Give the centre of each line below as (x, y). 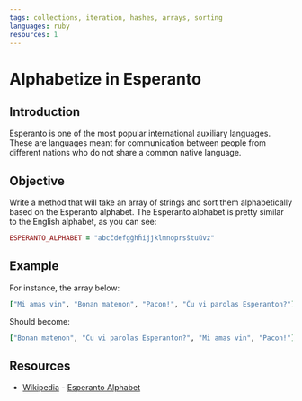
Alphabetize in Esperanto (106, 79)
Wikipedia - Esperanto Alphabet (81, 388)
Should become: (40, 321)
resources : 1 (34, 34)
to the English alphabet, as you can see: (83, 222)
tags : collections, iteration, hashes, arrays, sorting (116, 18)
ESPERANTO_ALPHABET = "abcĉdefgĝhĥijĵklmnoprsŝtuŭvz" (112, 238)
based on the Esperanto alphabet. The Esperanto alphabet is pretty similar (147, 212)
